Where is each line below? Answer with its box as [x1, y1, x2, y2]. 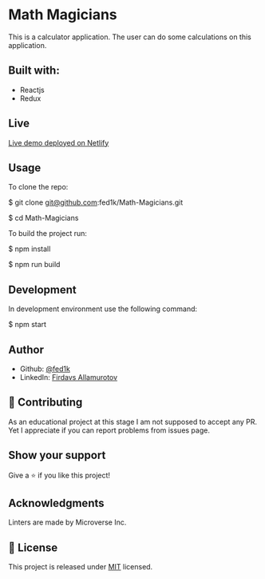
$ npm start [8, 320, 46, 329]
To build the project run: [8, 229, 88, 238]
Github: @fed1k [19, 364, 70, 373]
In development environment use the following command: [8, 304, 198, 313]
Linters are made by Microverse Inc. [8, 517, 127, 527]
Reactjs [19, 85, 45, 94]
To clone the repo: [8, 182, 69, 192]
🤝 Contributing [8, 396, 83, 409]
